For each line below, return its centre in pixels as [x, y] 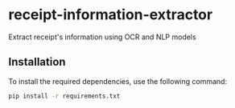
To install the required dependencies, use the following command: [118, 81]
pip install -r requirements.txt [64, 96]
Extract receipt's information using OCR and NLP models [102, 37]
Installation [37, 62]
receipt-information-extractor [111, 15]
